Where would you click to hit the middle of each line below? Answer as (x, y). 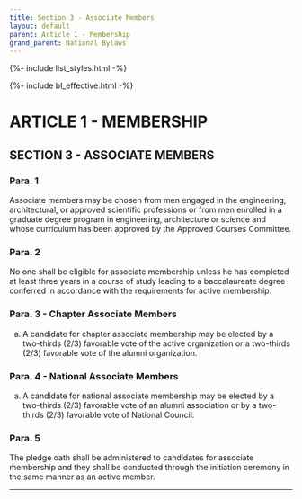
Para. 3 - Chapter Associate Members (93, 314)
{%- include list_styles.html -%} (68, 68)
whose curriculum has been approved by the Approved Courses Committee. (151, 229)
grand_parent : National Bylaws (68, 43)
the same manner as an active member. (82, 477)
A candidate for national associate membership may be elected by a (148, 396)
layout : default (40, 26)
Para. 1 (24, 181)
